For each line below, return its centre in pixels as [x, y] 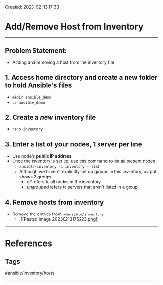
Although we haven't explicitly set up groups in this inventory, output [88, 172]
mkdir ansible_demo [32, 97]
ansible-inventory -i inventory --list [60, 167]
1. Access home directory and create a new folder [81, 78]
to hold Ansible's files [39, 85]
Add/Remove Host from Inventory [74, 27]
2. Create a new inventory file [50, 117]
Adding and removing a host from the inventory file [63, 62]
